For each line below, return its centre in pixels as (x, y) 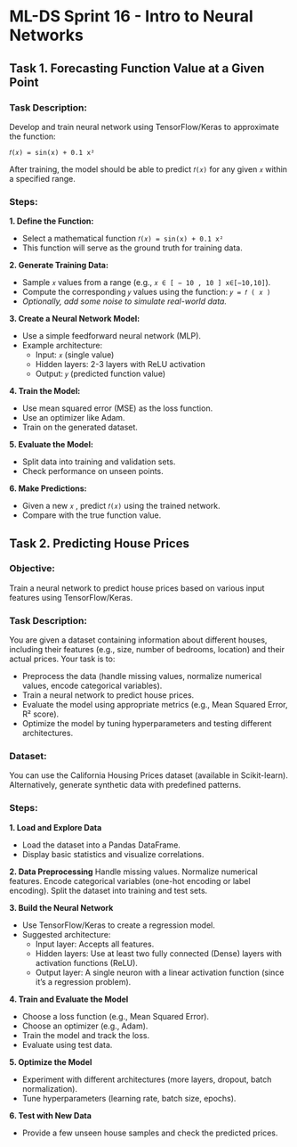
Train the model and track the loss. (85, 1035)
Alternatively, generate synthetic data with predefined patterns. (125, 785)
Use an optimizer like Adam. (73, 418)
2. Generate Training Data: (59, 266)
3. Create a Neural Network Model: (75, 319)
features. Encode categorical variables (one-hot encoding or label (130, 881)
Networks (47, 35)
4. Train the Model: (45, 391)
